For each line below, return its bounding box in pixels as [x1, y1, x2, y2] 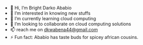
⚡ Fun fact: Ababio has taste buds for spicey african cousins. [10, 34, 139, 40]
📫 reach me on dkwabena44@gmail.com [10, 27, 98, 32]
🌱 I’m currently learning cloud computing [10, 16, 96, 21]
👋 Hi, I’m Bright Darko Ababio [10, 5, 72, 11]
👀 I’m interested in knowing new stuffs [10, 10, 91, 16]
